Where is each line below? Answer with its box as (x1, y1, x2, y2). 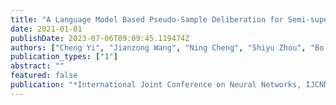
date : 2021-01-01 (10, 24, 83, 34)
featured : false (10, 71, 78, 81)
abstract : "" (10, 61, 65, 71)
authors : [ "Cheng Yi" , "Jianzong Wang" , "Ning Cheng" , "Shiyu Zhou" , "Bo (10, 42, 325, 53)
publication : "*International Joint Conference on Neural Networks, (10, 80, 302, 90)
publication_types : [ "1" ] (10, 52, 118, 62)
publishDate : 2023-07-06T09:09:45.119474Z (10, 33, 190, 43)
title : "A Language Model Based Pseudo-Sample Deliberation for (10, 14, 284, 25)
